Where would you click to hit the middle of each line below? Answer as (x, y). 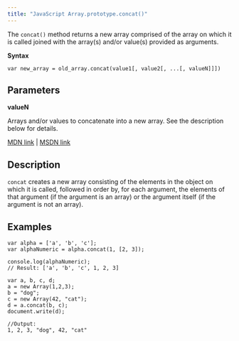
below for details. (33, 129)
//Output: (22, 324)
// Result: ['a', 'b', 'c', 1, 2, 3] (63, 268)
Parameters (34, 91)
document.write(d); (36, 312)
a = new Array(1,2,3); (41, 287)
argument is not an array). (46, 205)
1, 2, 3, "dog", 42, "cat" (47, 330)
